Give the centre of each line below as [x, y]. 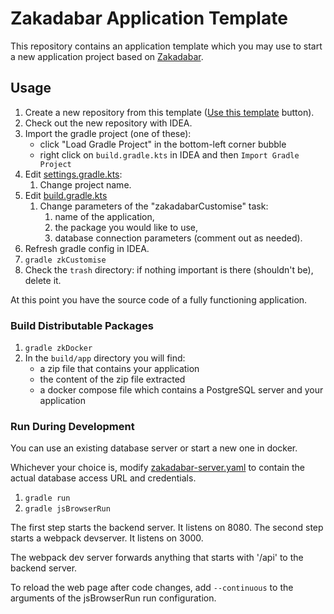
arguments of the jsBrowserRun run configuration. [113, 598]
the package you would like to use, [126, 227]
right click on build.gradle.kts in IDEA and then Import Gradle [169, 154]
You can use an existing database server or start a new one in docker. [154, 448]
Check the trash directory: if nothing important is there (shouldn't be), [169, 269]
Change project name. [85, 184]
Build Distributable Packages [82, 325]
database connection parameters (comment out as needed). [178, 238]
